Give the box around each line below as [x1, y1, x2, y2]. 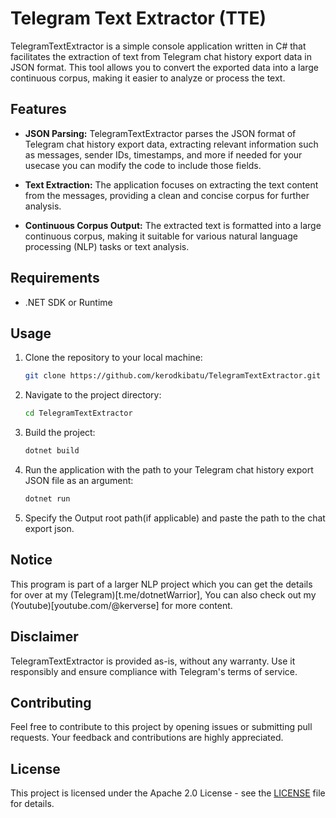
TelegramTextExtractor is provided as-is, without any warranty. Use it [10, 655, 296, 667]
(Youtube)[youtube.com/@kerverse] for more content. [10, 599, 233, 611]
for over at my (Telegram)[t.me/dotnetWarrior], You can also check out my [10, 588, 317, 601]
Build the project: [24, 427, 96, 439]
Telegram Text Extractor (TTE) [10, 7, 267, 30]
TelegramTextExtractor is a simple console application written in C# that [10, 40, 307, 52]
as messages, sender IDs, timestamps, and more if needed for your [24, 148, 303, 161]
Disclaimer [10, 628, 79, 646]
